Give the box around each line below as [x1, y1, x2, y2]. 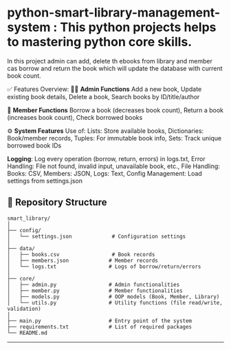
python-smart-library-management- [7, 5, 221, 21]
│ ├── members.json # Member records [7, 257, 158, 264]
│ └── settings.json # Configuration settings [7, 233, 186, 240]
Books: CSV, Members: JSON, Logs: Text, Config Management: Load [7, 169, 203, 177]
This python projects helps [60, 19, 217, 35]
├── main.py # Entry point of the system [7, 317, 192, 325]
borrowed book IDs [7, 141, 62, 150]
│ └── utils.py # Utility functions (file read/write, [7, 299, 223, 306]
